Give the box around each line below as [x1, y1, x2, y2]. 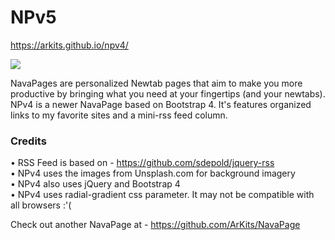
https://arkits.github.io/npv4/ [10, 39, 129, 51]
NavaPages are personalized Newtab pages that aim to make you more [10, 77, 303, 89]
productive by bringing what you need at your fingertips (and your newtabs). [10, 87, 326, 100]
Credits [10, 134, 47, 148]
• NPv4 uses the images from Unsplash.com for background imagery [10, 167, 296, 180]
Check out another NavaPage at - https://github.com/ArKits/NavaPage [10, 219, 301, 231]
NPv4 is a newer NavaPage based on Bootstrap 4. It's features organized [10, 98, 312, 110]
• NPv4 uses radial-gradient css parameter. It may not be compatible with [10, 189, 315, 201]
